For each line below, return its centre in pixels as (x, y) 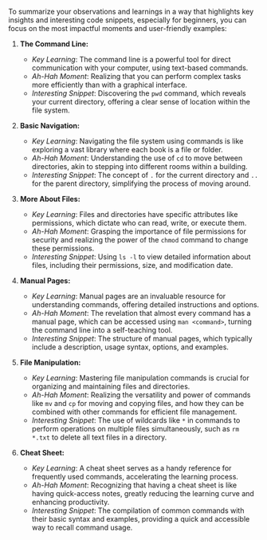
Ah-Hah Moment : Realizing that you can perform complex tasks (136, 76)
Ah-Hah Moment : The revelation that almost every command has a (141, 313)
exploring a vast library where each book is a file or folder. (127, 150)
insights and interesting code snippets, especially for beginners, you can (128, 20)
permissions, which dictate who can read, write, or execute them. (139, 223)
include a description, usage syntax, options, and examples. (130, 347)
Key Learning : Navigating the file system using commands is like (137, 141)
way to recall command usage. (82, 527)
